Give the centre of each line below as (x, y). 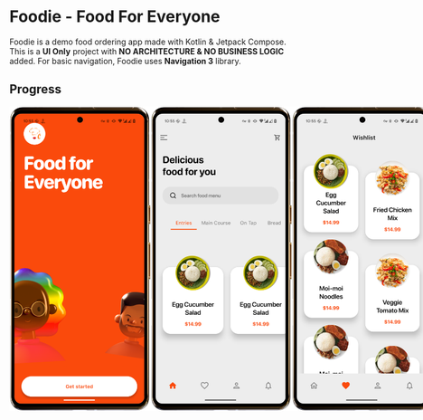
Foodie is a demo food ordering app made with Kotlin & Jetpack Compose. (148, 42)
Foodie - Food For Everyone (115, 17)
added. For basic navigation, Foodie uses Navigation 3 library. (125, 61)
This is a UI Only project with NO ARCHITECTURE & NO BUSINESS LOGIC (147, 51)
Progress (35, 89)
